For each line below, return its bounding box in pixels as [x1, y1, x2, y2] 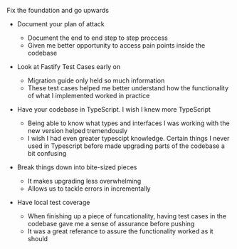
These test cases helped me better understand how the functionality [27, 84, 229, 92]
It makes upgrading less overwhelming [27, 177, 142, 185]
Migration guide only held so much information [27, 76, 165, 85]
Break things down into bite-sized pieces [16, 163, 137, 171]
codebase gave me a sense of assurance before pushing [27, 220, 195, 228]
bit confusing [27, 149, 67, 157]
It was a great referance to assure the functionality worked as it [27, 227, 214, 235]
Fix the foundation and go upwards [6, 6, 110, 14]
